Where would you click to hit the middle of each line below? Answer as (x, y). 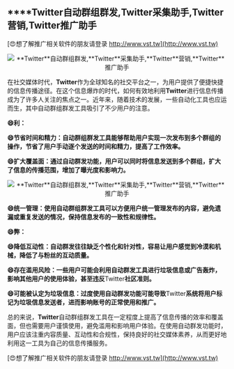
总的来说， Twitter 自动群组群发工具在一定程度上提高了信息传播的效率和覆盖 (116, 317)
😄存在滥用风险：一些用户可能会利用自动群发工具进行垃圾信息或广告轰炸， (114, 269)
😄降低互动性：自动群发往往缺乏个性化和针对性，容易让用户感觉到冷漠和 (111, 246)
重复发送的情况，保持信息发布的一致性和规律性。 (89, 217)
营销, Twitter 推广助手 (52, 25)
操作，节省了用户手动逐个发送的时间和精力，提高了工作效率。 (96, 146)
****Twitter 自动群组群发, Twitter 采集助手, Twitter (116, 13)
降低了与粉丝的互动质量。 (56, 255)
